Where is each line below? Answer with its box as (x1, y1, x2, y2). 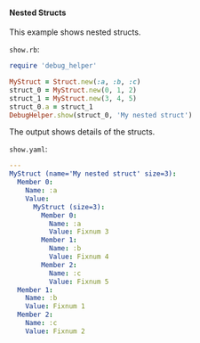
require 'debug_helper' (9, 61, 98, 70)
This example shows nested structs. (9, 27, 141, 37)
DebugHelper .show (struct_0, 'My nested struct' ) (9, 110, 193, 119)
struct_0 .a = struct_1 (9, 102, 93, 111)
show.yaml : (9, 143, 48, 155)
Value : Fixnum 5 (48, 277, 109, 286)
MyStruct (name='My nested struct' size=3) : (9, 169, 177, 178)
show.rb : (9, 45, 40, 55)
